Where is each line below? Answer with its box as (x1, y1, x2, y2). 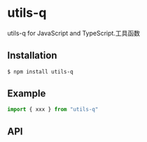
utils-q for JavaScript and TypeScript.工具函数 (7, 29, 140, 37)
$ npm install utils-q (7, 68, 73, 75)
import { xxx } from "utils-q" (7, 106, 99, 113)
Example (7, 87, 46, 99)
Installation (7, 50, 57, 62)
